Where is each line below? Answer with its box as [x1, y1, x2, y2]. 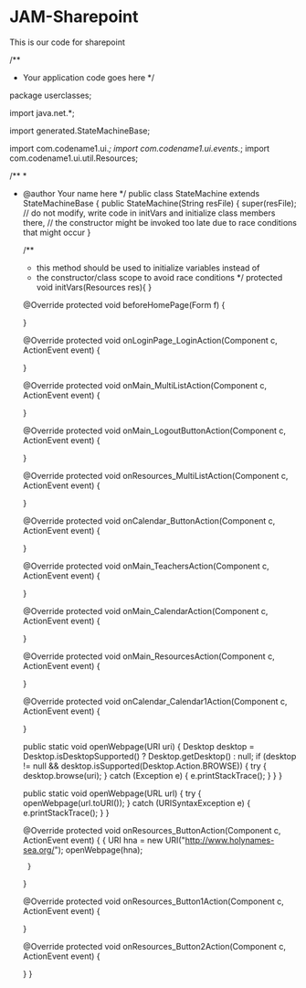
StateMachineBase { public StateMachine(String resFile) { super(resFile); [22, 197, 297, 208]
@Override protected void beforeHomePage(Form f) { [22, 299, 226, 310]
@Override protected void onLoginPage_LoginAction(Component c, [22, 335, 279, 345]
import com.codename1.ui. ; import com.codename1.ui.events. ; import [9, 143, 270, 154]
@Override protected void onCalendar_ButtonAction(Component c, [22, 515, 276, 526]
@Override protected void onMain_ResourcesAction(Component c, [22, 651, 276, 662]
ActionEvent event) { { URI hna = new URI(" [22, 834, 185, 845]
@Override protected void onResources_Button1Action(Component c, [22, 896, 285, 907]
